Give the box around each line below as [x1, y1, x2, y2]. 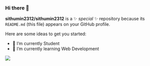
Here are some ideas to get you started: [5, 31, 87, 37]
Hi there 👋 [5, 4, 30, 11]
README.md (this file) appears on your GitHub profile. [5, 21, 110, 27]
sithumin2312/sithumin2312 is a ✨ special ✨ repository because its [5, 16, 145, 22]
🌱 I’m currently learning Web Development [12, 46, 99, 52]
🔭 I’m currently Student [12, 41, 60, 47]
